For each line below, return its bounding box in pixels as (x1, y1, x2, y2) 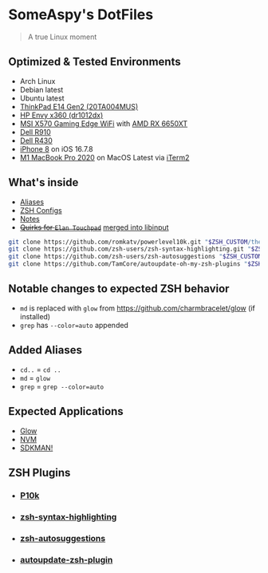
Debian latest (19, 85, 64, 94)
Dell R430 (19, 136, 53, 145)
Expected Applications (8, 405, 124, 418)
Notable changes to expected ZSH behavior (8, 282, 230, 296)
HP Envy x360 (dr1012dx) (19, 110, 104, 120)
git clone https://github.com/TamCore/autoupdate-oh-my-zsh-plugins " (8, 260, 248, 268)
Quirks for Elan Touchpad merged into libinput (19, 222, 169, 232)
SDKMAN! (19, 443, 53, 452)
